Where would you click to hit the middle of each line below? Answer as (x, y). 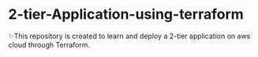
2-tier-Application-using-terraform (126, 14)
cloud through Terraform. (49, 45)
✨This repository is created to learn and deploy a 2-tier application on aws (129, 36)
